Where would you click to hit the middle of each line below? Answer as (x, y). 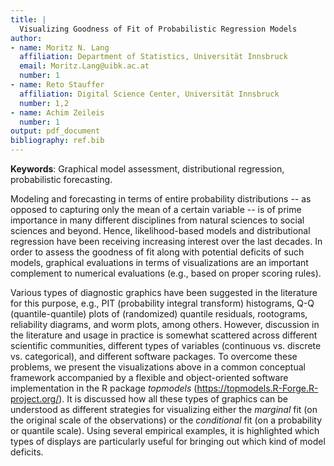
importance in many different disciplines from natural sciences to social (157, 220)
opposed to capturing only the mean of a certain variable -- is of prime (156, 209)
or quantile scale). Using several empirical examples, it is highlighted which (165, 430)
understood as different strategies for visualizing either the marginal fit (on (164, 409)
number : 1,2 (44, 103)
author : (26, 38)
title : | (28, 19)
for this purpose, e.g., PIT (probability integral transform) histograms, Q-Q (162, 303)
